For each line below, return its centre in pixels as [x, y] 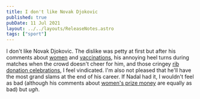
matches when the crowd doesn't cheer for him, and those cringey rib [92, 64]
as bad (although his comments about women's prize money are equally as [99, 83]
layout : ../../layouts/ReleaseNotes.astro [60, 28]
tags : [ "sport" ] [26, 34]
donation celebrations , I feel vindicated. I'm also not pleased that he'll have [99, 70]
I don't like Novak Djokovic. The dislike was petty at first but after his [91, 51]
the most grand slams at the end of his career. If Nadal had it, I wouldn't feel [100, 77]
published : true [26, 17]
